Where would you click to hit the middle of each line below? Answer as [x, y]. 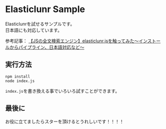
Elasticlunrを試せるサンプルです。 [40, 24]
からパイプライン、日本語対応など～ [47, 47]
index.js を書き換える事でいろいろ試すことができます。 [62, 91]
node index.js [20, 81]
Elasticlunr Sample [45, 9]
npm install [18, 77]
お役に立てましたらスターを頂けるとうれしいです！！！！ [65, 121]
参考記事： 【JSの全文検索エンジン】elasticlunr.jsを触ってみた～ [72, 41]
